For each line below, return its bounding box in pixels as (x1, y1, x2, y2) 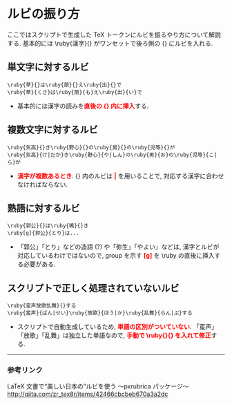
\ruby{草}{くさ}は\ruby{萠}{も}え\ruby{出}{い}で (7, 88, 143, 95)
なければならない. (17, 180, 68, 189)
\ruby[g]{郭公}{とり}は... (7, 229, 79, 237)
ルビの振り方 (7, 6, 81, 22)
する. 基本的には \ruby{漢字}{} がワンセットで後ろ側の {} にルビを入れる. (7, 39, 213, 47)
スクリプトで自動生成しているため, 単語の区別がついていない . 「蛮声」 (17, 323, 217, 331)
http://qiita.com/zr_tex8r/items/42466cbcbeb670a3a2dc (7, 390, 168, 398)
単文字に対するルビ (7, 62, 89, 73)
